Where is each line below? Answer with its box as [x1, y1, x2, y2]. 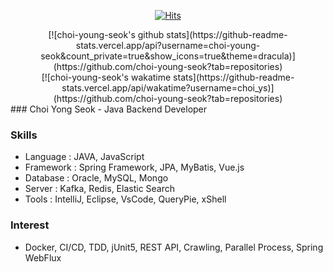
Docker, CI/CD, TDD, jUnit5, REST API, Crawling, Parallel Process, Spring [24, 241, 324, 253]
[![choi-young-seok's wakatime [41, 71, 172, 83]
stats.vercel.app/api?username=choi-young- [75, 40, 261, 51]
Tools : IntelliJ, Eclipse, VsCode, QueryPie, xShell [24, 193, 227, 205]
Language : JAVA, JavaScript [24, 151, 145, 163]
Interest [10, 218, 50, 232]
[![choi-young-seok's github [48, 29, 165, 40]
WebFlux [24, 251, 62, 264]
